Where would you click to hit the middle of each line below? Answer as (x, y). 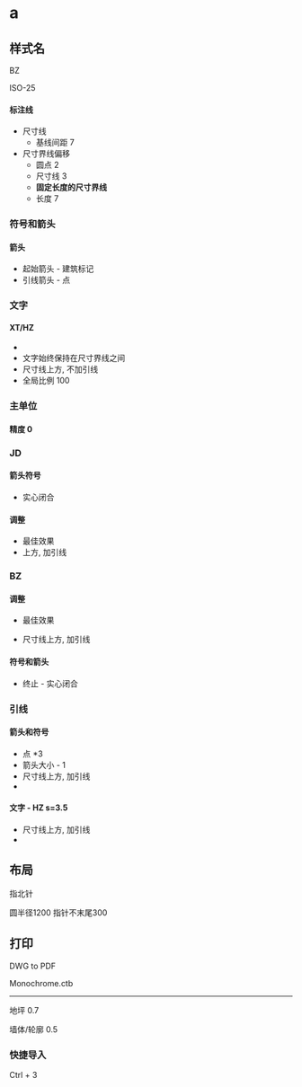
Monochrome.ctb (41, 983)
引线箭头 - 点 (46, 280)
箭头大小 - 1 (44, 764)
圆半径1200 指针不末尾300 (58, 912)
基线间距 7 (55, 143)
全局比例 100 (46, 381)
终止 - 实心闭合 (50, 683)
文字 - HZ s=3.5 (39, 808)
